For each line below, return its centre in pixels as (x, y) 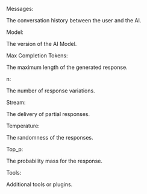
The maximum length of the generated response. (67, 67)
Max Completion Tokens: (37, 56)
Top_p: (15, 149)
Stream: (16, 102)
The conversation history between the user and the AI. (74, 20)
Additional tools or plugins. (39, 184)
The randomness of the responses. (50, 137)
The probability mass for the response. (54, 161)
